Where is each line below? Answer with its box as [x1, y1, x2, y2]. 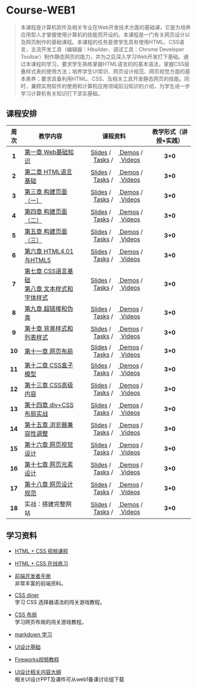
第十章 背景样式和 [24, 324, 73, 332]
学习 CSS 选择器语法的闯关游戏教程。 [14, 598, 106, 606]
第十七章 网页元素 [24, 460, 73, 468]
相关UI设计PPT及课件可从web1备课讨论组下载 [14, 676, 125, 683]
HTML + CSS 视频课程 [14, 547, 69, 555]
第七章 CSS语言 [24, 267, 67, 275]
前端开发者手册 [14, 572, 51, 579]
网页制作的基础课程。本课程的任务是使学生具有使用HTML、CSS [25, 38, 179, 45]
